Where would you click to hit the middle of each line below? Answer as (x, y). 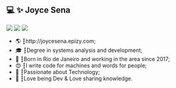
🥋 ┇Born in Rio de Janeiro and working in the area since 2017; (92, 59)
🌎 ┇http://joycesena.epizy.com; (55, 41)
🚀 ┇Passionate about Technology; (57, 71)
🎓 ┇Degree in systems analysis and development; (79, 50)
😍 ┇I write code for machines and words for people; (81, 65)
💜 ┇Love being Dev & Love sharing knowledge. (74, 78)
